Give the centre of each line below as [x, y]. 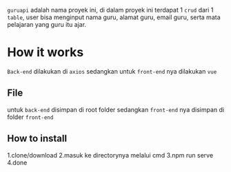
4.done [17, 162]
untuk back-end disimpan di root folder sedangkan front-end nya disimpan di [116, 109]
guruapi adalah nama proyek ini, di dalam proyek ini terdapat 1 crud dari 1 [110, 10]
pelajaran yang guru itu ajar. [47, 24]
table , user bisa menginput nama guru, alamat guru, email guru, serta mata [114, 17]
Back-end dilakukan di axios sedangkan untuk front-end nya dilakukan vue [112, 71]
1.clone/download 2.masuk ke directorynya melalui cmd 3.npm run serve [110, 155]
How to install [37, 139]
